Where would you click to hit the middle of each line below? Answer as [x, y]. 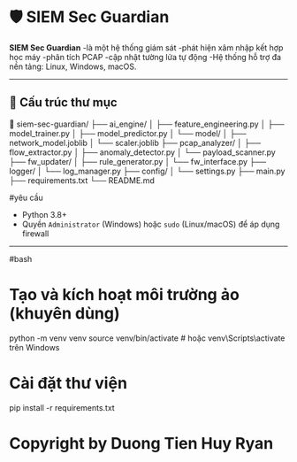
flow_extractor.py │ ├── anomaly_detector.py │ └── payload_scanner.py [142, 152]
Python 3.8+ [45, 214]
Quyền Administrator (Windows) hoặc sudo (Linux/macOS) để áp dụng [151, 224]
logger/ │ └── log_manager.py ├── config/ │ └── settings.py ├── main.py [147, 171]
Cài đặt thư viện [69, 383]
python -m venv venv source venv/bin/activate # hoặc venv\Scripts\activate [147, 338]
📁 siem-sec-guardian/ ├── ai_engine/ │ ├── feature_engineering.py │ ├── [147, 124]
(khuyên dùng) [65, 313]
